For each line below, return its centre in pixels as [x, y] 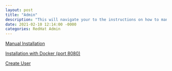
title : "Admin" [21, 15]
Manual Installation [25, 43]
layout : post [19, 10]
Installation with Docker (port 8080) [43, 54]
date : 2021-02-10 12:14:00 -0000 [41, 24]
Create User [18, 63]
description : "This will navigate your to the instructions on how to [82, 19]
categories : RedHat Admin [33, 29]
